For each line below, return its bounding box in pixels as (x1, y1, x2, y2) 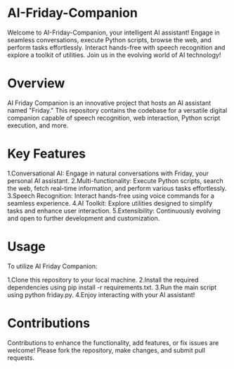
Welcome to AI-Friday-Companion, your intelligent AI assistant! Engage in (7, 28, 220, 37)
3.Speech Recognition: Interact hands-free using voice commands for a (7, 192, 214, 200)
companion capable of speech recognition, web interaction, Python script (7, 113, 221, 122)
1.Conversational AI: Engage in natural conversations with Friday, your (7, 169, 209, 177)
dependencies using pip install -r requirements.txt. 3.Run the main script (7, 283, 217, 292)
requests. (7, 354, 35, 362)
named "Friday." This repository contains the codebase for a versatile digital (7, 106, 228, 114)
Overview (7, 75, 65, 92)
